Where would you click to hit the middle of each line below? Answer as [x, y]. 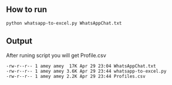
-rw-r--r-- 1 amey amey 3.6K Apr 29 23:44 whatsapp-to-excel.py [86, 71]
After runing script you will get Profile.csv [56, 55]
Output [19, 41]
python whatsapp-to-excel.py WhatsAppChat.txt [64, 23]
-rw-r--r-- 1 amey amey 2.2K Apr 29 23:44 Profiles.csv [76, 76]
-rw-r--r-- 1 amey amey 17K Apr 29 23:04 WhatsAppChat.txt [81, 66]
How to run [27, 10]
